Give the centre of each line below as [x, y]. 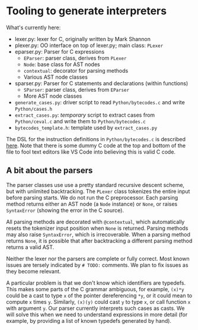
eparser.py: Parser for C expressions [60, 51]
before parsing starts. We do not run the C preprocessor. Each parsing [92, 197]
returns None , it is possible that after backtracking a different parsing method [99, 241]
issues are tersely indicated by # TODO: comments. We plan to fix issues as [97, 265]
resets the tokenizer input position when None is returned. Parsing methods [97, 228]
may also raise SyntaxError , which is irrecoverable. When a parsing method [98, 234]
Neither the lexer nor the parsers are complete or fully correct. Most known [98, 259]
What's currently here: [33, 27]
